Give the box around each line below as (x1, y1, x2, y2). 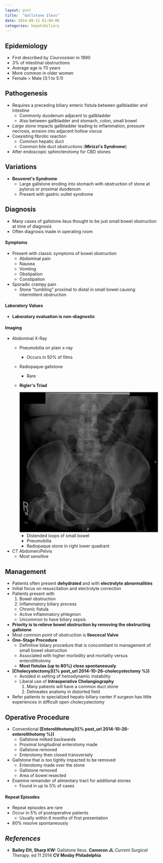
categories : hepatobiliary (5, 23, 60, 28)
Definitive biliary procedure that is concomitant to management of (19, 643, 151, 648)
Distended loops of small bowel (26, 533, 90, 539)
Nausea (19, 260, 35, 267)
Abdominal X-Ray (12, 336, 48, 341)
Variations (5, 163, 37, 171)
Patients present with (12, 591, 55, 597)
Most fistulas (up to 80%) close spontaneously (19, 663, 116, 669)
